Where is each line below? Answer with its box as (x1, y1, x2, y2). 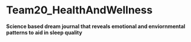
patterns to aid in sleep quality (6, 29, 83, 36)
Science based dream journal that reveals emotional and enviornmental (6, 23, 186, 30)
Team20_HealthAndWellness (6, 3, 153, 17)
